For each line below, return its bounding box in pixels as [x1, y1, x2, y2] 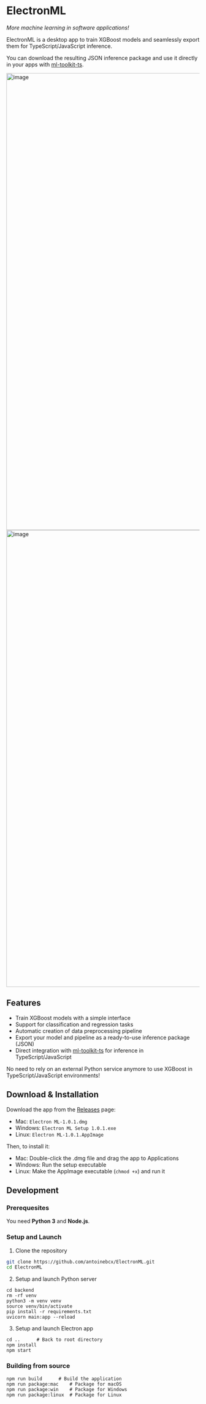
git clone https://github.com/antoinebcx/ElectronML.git [6, 1259, 155, 1265]
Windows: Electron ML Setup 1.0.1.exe [15, 1124, 116, 1132]
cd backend [6, 1287, 34, 1294]
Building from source [6, 1362, 71, 1370]
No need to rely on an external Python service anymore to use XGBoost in [6, 1065, 193, 1072]
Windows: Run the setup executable [15, 1160, 107, 1168]
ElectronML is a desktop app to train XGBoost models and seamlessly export [6, 36, 200, 43]
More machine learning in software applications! [6, 24, 129, 31]
